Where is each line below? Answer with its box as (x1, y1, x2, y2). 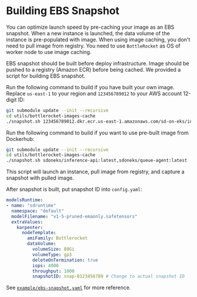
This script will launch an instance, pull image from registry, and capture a (6, 168, 185, 176)
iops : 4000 (32, 262, 59, 268)
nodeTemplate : (21, 230, 57, 236)
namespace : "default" (11, 208, 64, 214)
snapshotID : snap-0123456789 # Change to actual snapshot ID (32, 274, 185, 279)
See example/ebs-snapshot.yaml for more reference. (6, 284, 131, 291)
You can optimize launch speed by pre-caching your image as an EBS (6, 23, 175, 31)
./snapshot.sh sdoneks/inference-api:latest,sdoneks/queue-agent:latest (6, 157, 188, 164)
